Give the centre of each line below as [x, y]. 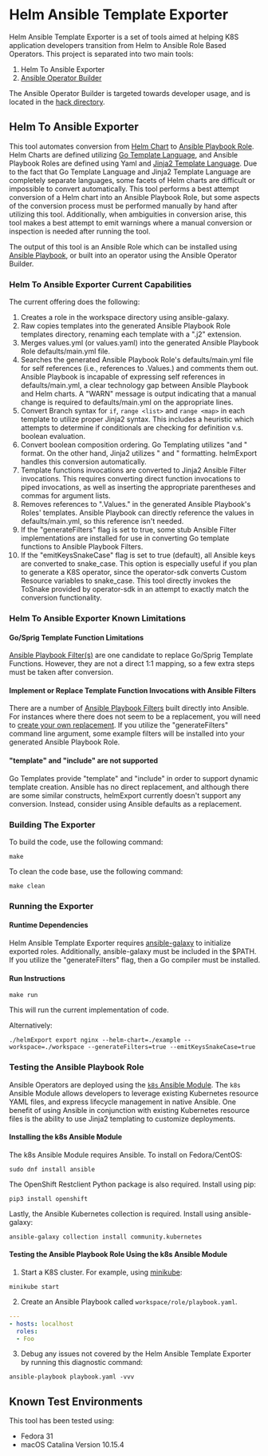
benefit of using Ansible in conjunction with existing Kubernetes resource [130, 1110]
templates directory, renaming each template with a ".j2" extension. [131, 334]
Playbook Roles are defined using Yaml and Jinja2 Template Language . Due [133, 163]
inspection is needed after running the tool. [80, 231]
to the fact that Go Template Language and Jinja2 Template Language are [130, 172]
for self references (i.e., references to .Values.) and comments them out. [139, 369]
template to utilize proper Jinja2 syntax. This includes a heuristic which [137, 419]
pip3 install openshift [49, 1199]
